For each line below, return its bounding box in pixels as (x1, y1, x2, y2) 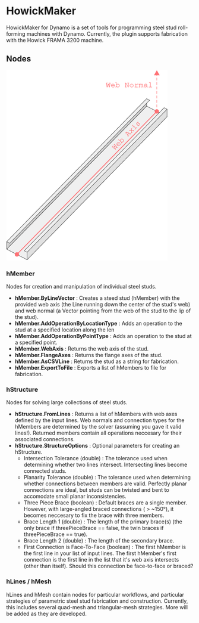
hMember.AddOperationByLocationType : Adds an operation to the (14, 320, 182, 327)
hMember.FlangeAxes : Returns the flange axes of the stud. (14, 352, 163, 359)
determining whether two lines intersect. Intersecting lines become (23, 461, 188, 469)
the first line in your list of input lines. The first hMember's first (23, 550, 177, 557)
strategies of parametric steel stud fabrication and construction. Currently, (6, 597, 188, 605)
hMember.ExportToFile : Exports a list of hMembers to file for (14, 364, 167, 371)
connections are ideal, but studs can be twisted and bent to (23, 486, 169, 494)
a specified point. (14, 339, 58, 346)
